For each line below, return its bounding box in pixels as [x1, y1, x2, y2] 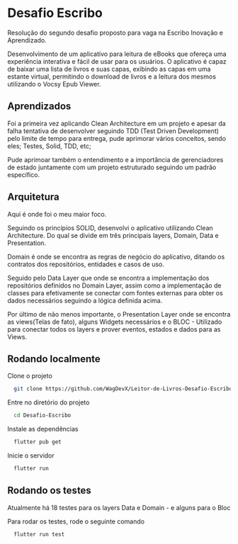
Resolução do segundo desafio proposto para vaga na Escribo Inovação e [7, 28, 223, 37]
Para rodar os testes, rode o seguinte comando [7, 517, 145, 526]
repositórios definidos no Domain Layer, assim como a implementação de [7, 281, 222, 290]
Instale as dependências [7, 425, 79, 433]
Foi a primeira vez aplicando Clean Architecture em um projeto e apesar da [7, 119, 226, 127]
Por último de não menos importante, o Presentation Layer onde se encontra [7, 310, 231, 318]
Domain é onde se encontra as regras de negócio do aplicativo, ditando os [7, 252, 225, 261]
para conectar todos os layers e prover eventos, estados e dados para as [7, 324, 221, 334]
